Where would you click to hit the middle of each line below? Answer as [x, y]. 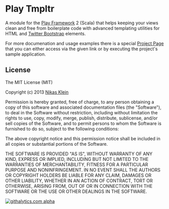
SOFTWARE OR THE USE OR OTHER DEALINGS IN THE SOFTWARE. [76, 191]
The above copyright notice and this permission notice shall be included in [83, 138]
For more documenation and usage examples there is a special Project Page [85, 43]
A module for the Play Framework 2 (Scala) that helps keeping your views [82, 23]
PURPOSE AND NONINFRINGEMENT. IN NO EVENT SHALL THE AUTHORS [83, 170]
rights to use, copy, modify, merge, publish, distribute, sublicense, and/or [81, 118]
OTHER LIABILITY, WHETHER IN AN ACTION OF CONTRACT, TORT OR [79, 181]
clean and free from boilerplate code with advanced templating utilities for [82, 28]
